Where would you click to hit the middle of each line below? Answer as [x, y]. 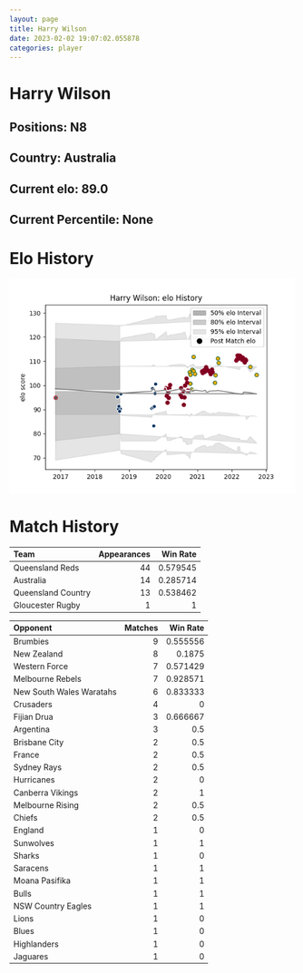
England [29, 831]
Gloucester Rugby [47, 605]
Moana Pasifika [42, 881]
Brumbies [31, 641]
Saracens [31, 868]
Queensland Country [52, 593]
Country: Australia [63, 158]
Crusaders [33, 704]
